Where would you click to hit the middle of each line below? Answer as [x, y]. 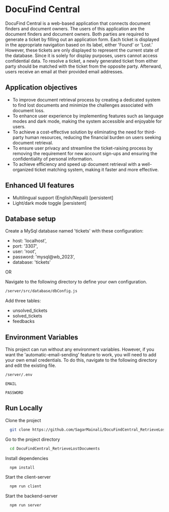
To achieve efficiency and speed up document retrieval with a [76, 164]
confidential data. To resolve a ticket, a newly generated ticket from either [82, 61]
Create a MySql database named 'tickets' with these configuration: [74, 231]
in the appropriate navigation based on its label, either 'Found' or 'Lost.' [79, 44]
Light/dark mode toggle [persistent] [49, 203]
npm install [22, 468]
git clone [20, 430]
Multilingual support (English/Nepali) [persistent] [63, 198]
